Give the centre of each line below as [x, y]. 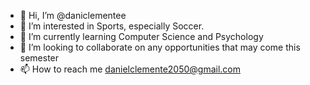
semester [39, 58]
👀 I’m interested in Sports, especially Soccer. [112, 26]
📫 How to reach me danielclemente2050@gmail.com [130, 69]
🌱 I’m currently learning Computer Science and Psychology [141, 36]
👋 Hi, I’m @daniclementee [73, 15]
